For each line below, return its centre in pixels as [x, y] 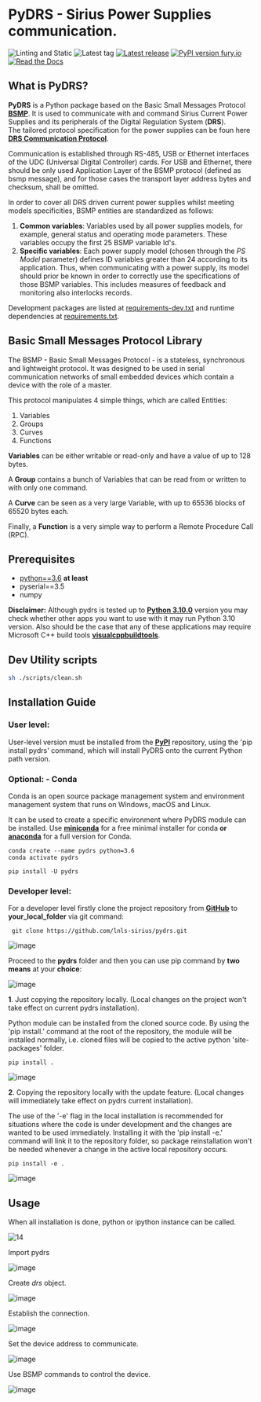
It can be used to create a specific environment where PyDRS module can [127, 820]
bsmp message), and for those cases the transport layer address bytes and [130, 178]
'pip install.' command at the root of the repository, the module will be [120, 1032]
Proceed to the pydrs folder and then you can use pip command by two [124, 961]
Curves [31, 432]
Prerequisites [42, 559]
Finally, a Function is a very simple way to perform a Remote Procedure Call [131, 526]
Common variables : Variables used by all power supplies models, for [131, 226]
